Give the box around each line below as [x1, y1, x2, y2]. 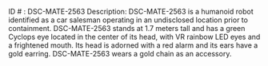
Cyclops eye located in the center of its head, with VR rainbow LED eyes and [8, 32, 261, 41]
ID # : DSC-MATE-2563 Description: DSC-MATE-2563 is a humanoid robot [8, 7, 254, 16]
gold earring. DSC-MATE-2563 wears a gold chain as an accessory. [8, 49, 232, 58]
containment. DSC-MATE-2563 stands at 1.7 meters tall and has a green [8, 24, 246, 33]
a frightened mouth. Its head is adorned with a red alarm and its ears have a [8, 41, 258, 50]
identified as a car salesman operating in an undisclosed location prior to [8, 15, 248, 25]
